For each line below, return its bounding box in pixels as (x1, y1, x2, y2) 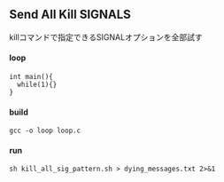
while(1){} (17, 80, 58, 90)
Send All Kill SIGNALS (9, 7, 131, 22)
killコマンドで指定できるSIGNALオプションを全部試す (9, 31, 203, 43)
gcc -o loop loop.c (9, 126, 81, 136)
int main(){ (9, 73, 53, 82)
